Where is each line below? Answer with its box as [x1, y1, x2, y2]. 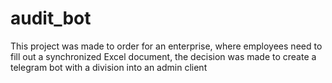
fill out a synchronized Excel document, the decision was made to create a [10, 50, 317, 62]
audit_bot [10, 7, 92, 30]
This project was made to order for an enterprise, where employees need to [10, 40, 323, 52]
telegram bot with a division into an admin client [10, 61, 208, 73]
